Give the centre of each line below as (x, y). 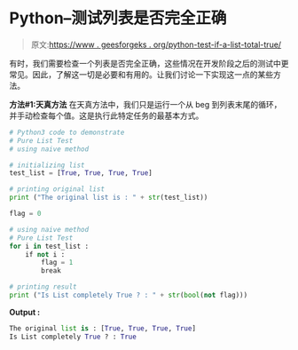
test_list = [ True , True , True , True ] (81, 173)
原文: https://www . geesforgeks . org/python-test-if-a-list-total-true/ (156, 44)
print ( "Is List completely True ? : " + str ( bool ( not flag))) (129, 295)
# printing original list (57, 189)
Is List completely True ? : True (73, 337)
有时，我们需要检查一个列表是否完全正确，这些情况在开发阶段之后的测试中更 (149, 63)
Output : (25, 312)
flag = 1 (57, 263)
